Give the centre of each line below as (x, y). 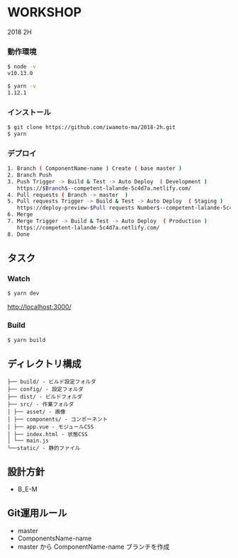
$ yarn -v (22, 86)
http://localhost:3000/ (40, 307)
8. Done (19, 234)
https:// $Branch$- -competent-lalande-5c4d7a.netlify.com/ (104, 188)
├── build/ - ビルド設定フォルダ (52, 382)
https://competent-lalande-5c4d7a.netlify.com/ (88, 227)
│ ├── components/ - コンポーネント (58, 420)
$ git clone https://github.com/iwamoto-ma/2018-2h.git (91, 127)
